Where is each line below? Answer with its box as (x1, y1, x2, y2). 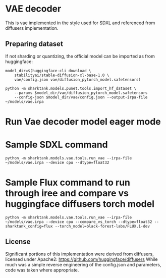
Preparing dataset (5, 40, 63, 48)
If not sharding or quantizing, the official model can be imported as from (5, 53, 155, 59)
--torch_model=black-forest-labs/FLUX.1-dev (54, 224, 150, 229)
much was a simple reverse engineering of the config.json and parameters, (5, 261, 161, 267)
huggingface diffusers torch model (5, 198, 155, 210)
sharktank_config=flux (5, 224, 53, 229)
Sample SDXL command (5, 139, 108, 150)
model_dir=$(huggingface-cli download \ (5, 68, 92, 73)
